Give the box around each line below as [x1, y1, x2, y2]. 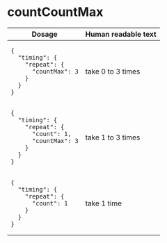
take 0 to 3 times [85, 67, 141, 76]
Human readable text [85, 29, 157, 39]
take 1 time [85, 199, 122, 208]
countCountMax [7, 4, 104, 20]
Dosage [31, 29, 58, 39]
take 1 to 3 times [85, 133, 141, 142]
